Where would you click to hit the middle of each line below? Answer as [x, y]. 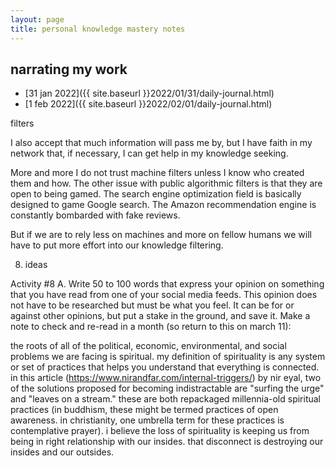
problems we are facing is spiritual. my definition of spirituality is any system [168, 357]
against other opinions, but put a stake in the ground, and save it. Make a [160, 316]
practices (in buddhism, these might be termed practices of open [144, 410]
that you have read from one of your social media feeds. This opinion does [164, 295]
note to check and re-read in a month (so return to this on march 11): [151, 327]
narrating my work [69, 69]
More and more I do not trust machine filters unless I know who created [157, 173]
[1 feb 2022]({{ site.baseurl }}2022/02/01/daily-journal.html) [148, 104]
